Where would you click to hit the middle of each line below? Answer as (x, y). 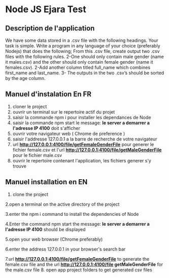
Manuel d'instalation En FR (48, 94)
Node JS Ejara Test (46, 9)
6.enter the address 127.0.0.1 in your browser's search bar (65, 249)
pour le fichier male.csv (37, 155)
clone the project (30, 194)
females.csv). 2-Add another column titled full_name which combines (78, 67)
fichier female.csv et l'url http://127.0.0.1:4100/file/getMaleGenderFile (87, 150)
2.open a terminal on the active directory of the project (62, 204)
